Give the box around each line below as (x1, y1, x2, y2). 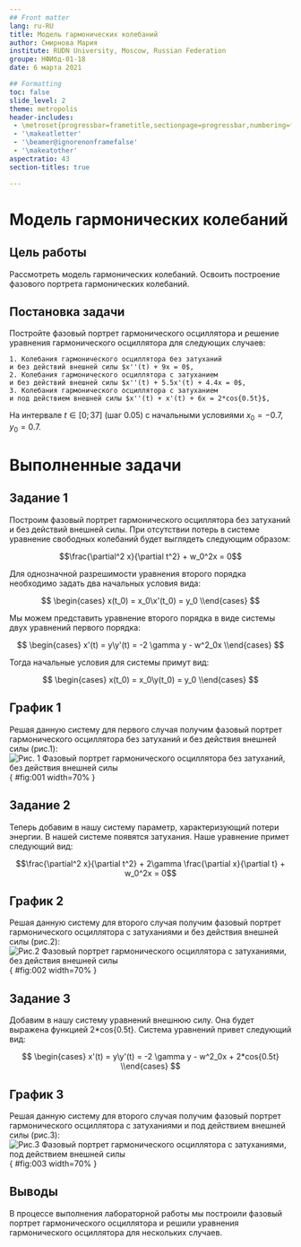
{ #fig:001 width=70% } (9, 772, 96, 782)
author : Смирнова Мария (9, 38, 99, 48)
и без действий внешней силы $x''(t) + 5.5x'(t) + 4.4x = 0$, (9, 379, 246, 388)
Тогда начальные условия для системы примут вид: (9, 657, 210, 667)
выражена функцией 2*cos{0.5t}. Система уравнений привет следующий (9, 1025, 292, 1035)
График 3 (9, 1086, 64, 1102)
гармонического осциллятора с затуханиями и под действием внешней (9, 1120, 287, 1130)
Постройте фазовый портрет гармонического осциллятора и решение (9, 328, 279, 339)
